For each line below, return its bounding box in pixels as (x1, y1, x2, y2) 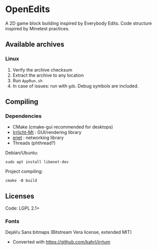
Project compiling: (5, 168, 43, 174)
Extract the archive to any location (12, 72, 84, 78)
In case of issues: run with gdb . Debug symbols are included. (12, 83, 139, 89)
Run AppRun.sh (12, 77, 43, 84)
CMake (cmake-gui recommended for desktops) (12, 124, 114, 130)
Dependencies (5, 112, 42, 119)
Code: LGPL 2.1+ (5, 205, 40, 211)
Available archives (5, 40, 65, 49)
